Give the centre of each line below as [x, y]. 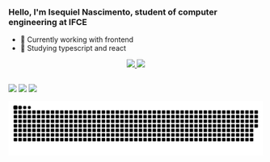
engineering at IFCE [48, 22]
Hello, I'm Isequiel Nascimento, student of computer [113, 12]
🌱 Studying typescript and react [73, 48]
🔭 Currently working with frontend [77, 39]
